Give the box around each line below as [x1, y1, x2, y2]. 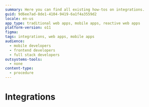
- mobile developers [9, 43, 51, 48]
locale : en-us [5, 16, 34, 21]
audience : [5, 39, 25, 44]
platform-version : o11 [5, 25, 51, 30]
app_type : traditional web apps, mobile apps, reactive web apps [5, 20, 140, 26]
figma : [5, 30, 19, 35]
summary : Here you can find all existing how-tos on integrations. [5, 7, 145, 12]
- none [9, 61, 23, 66]
